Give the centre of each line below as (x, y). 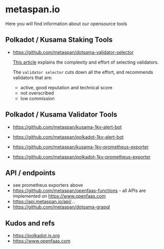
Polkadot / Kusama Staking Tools (59, 40)
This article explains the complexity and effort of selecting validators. (86, 62)
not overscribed (37, 93)
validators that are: (33, 78)
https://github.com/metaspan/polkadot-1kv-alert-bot (68, 137)
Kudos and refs (30, 223)
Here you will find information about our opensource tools (66, 24)
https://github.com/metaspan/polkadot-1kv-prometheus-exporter (82, 157)
